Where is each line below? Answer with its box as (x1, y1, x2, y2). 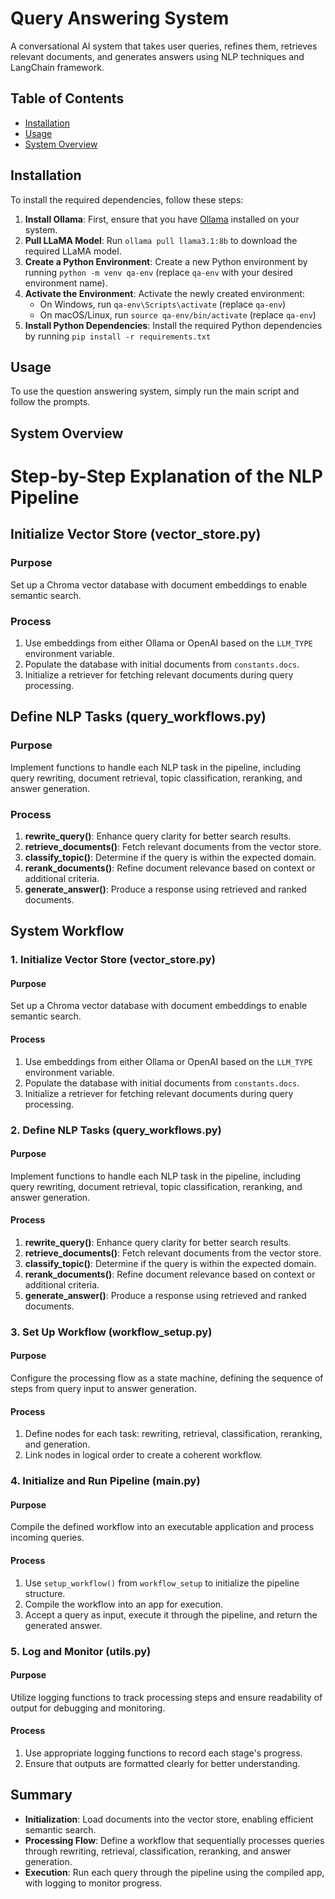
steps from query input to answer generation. (10, 1383, 197, 1395)
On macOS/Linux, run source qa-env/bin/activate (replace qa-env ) (39, 308, 317, 321)
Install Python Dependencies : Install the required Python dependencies (24, 319, 323, 331)
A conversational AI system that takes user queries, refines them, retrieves (10, 40, 318, 52)
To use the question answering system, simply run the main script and (10, 385, 300, 397)
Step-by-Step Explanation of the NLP (10, 465, 323, 487)
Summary (10, 1787, 73, 1804)
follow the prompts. (10, 396, 91, 408)
